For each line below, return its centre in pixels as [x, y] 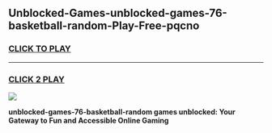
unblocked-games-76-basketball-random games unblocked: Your [122, 111]
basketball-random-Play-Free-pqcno [104, 26]
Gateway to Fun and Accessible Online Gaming [89, 120]
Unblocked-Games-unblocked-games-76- [118, 13]
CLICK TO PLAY [40, 49]
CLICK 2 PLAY [36, 79]
